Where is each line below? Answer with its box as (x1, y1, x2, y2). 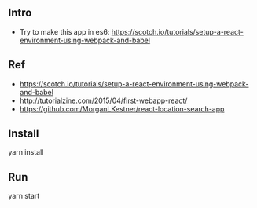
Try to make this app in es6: (19, 27, 110, 36)
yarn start (8, 192, 40, 201)
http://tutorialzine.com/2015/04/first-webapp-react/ (19, 96, 188, 105)
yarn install (8, 148, 44, 157)
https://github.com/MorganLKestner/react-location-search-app (19, 104, 225, 113)
